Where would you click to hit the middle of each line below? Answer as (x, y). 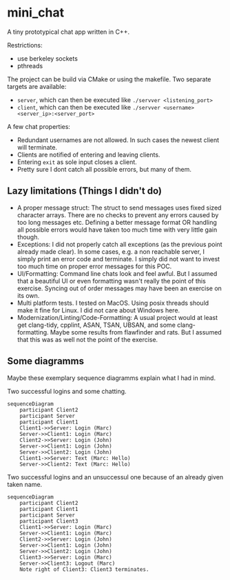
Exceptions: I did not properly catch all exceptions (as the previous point (119, 244)
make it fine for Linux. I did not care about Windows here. (98, 310)
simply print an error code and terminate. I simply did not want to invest (118, 259)
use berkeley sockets (47, 58)
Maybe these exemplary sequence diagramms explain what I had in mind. (111, 378)
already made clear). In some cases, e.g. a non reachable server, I (111, 251)
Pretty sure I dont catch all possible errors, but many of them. (104, 169)
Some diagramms (46, 361)
